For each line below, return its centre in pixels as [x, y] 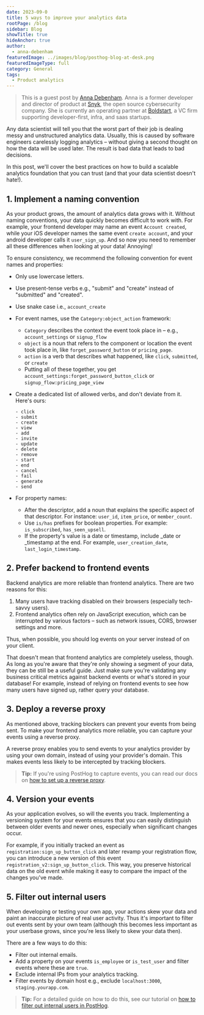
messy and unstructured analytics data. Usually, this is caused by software [100, 136]
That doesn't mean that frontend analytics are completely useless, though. [100, 657]
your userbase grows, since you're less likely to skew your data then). [94, 931]
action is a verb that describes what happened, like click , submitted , [111, 356]
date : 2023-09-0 [27, 12]
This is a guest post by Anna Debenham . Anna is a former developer [107, 98]
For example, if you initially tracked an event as [65, 845]
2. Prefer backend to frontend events [78, 568]
